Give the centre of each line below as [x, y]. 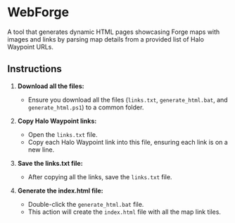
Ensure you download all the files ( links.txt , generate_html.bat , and [128, 100]
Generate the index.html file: [60, 191]
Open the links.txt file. [63, 134]
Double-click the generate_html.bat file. [86, 204]
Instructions [34, 69]
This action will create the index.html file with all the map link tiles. [125, 212]
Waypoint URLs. [31, 47]
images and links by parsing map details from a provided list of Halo [106, 39]
